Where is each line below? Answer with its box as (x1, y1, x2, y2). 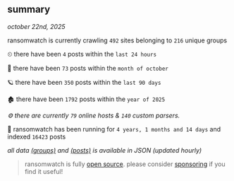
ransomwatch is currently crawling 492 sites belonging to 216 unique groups (7, 36, 228, 45)
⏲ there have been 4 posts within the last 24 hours (7, 49, 157, 58)
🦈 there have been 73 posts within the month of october (7, 64, 169, 72)
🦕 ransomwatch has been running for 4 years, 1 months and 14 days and (7, 124, 221, 133)
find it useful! (24, 167, 63, 175)
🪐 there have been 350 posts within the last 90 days (7, 78, 161, 86)
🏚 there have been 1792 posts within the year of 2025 (7, 95, 166, 103)
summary (7, 4, 51, 16)
